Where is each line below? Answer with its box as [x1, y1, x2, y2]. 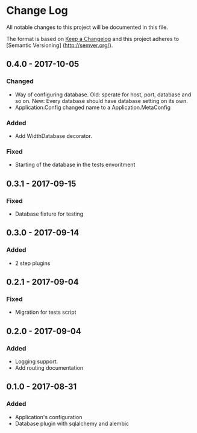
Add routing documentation [14, 364, 84, 371]
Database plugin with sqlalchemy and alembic [14, 420, 130, 427]
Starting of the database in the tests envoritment [14, 161, 136, 169]
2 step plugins [14, 260, 51, 267]
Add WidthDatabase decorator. [14, 132, 92, 139]
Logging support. [14, 358, 58, 365]
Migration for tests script [14, 308, 77, 316]
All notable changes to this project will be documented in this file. [6, 23, 169, 31]
